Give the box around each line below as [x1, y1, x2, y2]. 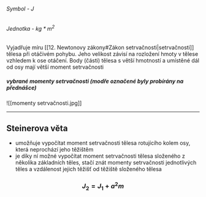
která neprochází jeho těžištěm [15, 146, 94, 153]
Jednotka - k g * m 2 [6, 24, 55, 32]
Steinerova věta [6, 123, 68, 133]
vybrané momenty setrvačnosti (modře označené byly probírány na [6, 77, 184, 85]
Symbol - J [6, 5, 34, 12]
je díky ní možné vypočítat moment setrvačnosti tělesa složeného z [15, 152, 185, 160]
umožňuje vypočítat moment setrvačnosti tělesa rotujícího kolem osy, [15, 139, 191, 147]
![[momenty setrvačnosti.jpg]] [6, 99, 82, 107]
